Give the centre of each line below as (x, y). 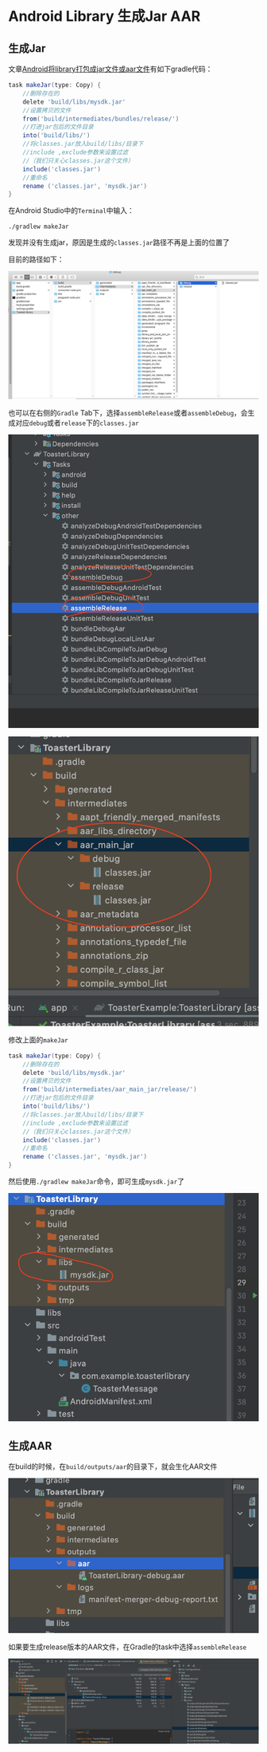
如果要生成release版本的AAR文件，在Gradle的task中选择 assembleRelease (128, 1647)
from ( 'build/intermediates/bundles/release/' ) (101, 119)
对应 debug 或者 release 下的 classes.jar (77, 423)
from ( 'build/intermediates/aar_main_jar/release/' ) (110, 1089)
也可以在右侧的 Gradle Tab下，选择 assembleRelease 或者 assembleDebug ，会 (128, 412)
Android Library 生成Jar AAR (104, 16)
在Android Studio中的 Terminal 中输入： (72, 211)
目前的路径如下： (36, 259)
